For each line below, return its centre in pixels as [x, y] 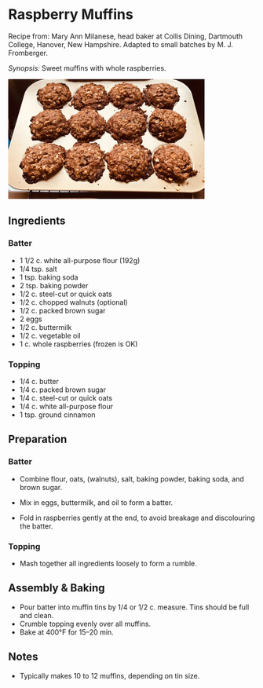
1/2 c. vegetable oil [50, 335]
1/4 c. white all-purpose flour [66, 406]
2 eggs [31, 319]
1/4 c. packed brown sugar [62, 390]
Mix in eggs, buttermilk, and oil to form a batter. [96, 502]
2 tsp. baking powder [54, 285]
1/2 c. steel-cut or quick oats [66, 294]
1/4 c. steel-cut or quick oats [66, 397]
